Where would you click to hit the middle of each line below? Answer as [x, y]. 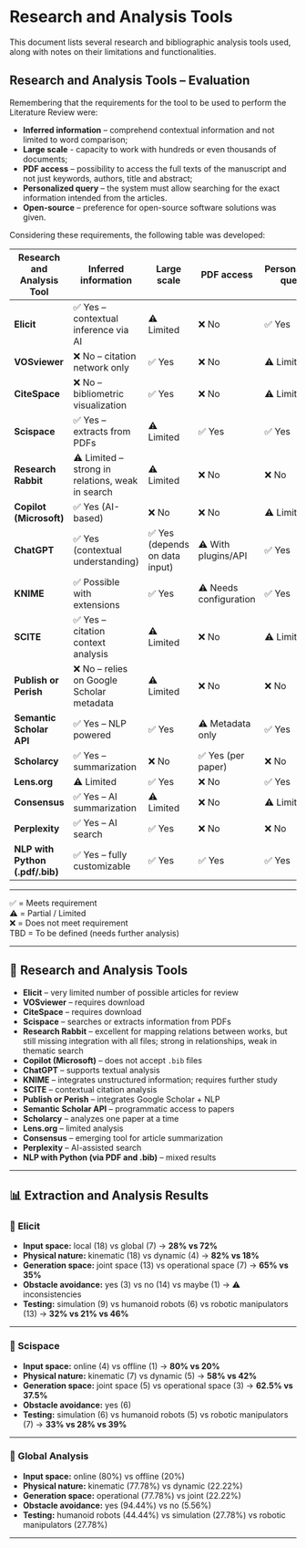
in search [92, 492]
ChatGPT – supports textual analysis [92, 1070]
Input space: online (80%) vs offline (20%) [103, 1476]
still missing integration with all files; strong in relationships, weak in [150, 1041]
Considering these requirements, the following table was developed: [138, 235]
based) [88, 518]
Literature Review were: [54, 112]
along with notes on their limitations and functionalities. [113, 51]
